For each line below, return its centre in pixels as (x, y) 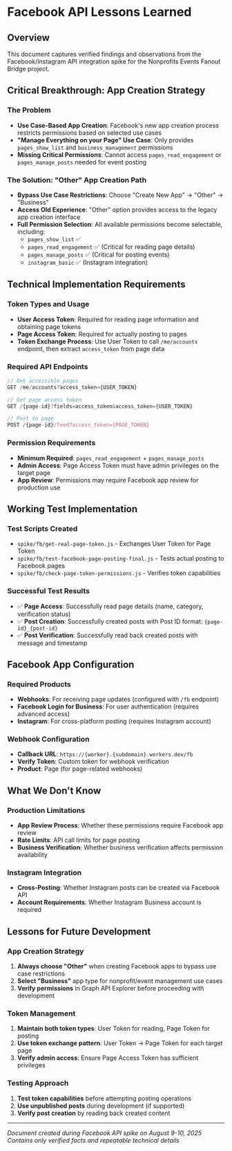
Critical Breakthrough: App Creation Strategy (106, 91)
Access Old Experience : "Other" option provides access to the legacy (117, 209)
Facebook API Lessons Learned (99, 12)
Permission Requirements (51, 443)
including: (31, 232)
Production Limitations (46, 810)
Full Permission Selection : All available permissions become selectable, (120, 224)
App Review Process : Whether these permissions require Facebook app (120, 825)
